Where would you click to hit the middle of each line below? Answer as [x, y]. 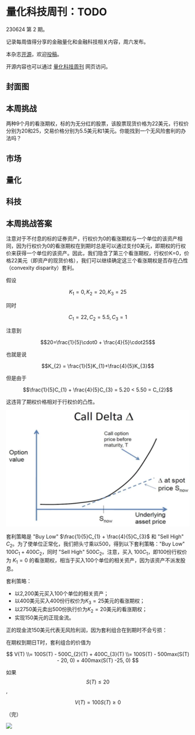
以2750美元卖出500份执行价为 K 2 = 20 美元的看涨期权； [81, 610]
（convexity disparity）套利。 [42, 268]
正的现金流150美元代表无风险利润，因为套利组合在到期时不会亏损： [87, 630]
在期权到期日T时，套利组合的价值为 [49, 642]
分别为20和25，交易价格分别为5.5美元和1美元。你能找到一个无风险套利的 [93, 131]
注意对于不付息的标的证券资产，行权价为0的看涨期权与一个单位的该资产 [92, 239]
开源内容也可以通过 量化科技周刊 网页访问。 [58, 66]
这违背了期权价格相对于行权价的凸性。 [52, 401]
